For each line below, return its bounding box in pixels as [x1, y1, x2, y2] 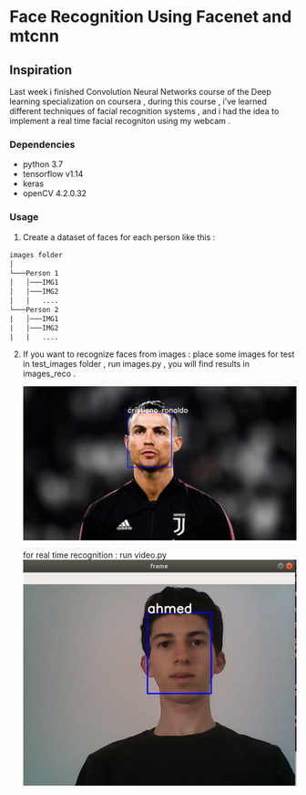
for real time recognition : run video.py [22, 549, 167, 560]
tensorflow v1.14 [22, 169, 84, 180]
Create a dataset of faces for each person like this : [22, 231, 216, 243]
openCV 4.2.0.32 [22, 188, 87, 199]
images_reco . [22, 368, 76, 379]
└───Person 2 [9, 305, 59, 314]
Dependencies [9, 138, 76, 151]
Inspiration [9, 62, 73, 78]
